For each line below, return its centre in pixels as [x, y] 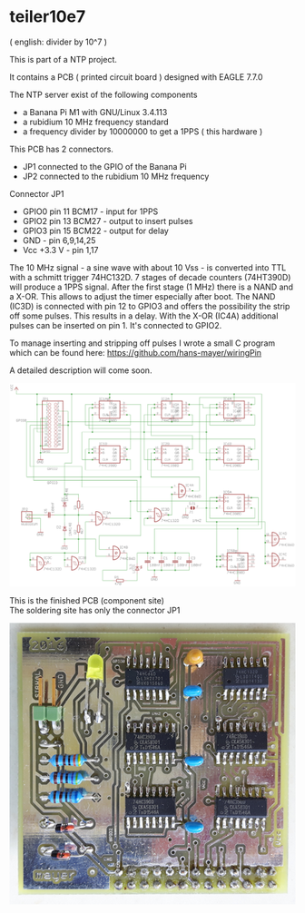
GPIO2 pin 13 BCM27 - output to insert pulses [108, 221]
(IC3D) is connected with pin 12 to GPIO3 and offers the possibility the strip [150, 306]
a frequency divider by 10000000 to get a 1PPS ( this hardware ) [143, 131]
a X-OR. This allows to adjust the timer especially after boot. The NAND [143, 296]
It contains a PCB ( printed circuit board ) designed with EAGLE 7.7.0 [136, 77]
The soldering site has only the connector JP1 [95, 610]
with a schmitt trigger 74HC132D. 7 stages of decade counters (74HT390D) [150, 277]
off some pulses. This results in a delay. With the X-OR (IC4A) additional [144, 316]
